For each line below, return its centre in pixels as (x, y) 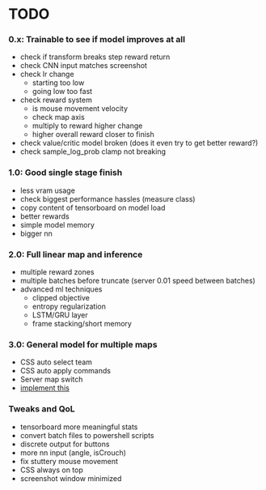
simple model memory (57, 224)
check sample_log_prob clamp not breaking (93, 151)
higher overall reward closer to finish (93, 134)
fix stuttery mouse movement (69, 461)
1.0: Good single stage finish (65, 173)
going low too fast (62, 92)
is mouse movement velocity (80, 109)
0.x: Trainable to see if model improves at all (97, 40)
